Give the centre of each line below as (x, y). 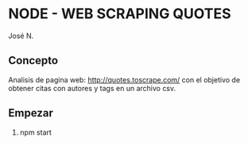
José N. (21, 36)
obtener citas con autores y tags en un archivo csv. (92, 88)
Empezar (31, 113)
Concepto (33, 61)
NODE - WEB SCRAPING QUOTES (120, 14)
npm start (35, 132)
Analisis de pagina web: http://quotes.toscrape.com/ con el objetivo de (124, 79)
